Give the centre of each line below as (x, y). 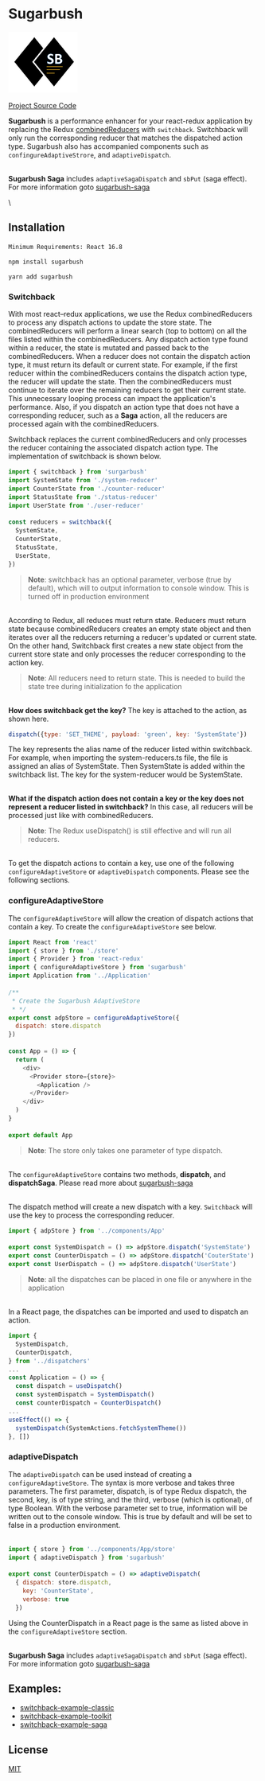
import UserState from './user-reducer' (76, 505)
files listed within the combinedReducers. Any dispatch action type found (128, 340)
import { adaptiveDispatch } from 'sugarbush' (87, 1557)
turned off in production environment (88, 596)
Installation (37, 228)
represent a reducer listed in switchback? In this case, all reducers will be (131, 807)
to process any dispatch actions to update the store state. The (110, 322)
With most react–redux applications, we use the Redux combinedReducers (131, 314)
